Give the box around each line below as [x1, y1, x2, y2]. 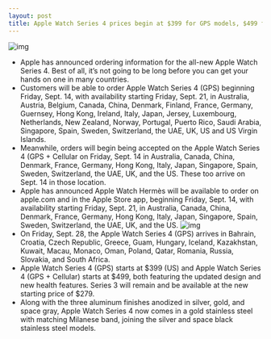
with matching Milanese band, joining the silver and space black [19, 314, 234, 324]
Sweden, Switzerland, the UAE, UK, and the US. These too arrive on [19, 169, 246, 178]
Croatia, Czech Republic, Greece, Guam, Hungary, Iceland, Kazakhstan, [19, 237, 258, 247]
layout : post [8, 11, 52, 20]
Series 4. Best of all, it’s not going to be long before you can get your [19, 65, 248, 75]
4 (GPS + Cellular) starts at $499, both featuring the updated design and [19, 271, 261, 281]
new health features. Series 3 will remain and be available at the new [19, 280, 248, 290]
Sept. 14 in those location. [19, 177, 106, 186]
